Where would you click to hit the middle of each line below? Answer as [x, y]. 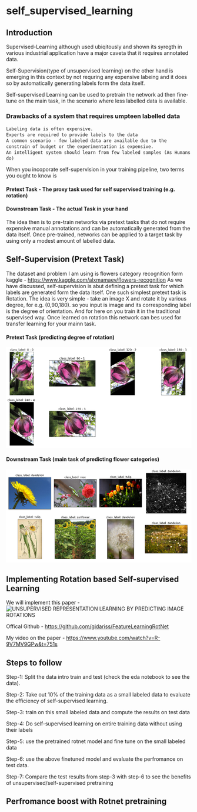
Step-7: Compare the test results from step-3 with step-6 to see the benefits [98, 777]
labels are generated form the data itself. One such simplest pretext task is [96, 292]
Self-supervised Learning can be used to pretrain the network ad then [91, 95]
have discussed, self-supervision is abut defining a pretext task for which [95, 286]
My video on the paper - [36, 638]
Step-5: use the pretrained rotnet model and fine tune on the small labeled [96, 741]
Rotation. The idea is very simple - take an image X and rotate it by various [96, 298]
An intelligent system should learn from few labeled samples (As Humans [98, 153]
